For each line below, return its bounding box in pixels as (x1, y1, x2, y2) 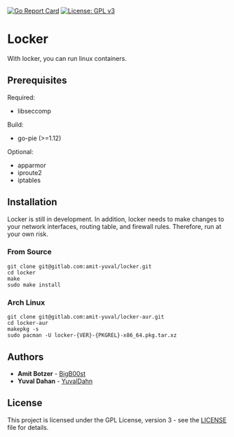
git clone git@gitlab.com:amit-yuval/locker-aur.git (7, 314, 165, 321)
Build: (7, 120, 24, 129)
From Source (7, 247, 52, 257)
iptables (17, 176, 41, 184)
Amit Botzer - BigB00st (17, 369, 86, 377)
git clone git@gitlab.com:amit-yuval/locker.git (7, 263, 152, 270)
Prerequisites (7, 74, 67, 87)
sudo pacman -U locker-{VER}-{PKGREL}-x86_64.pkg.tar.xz (7, 332, 177, 339)
